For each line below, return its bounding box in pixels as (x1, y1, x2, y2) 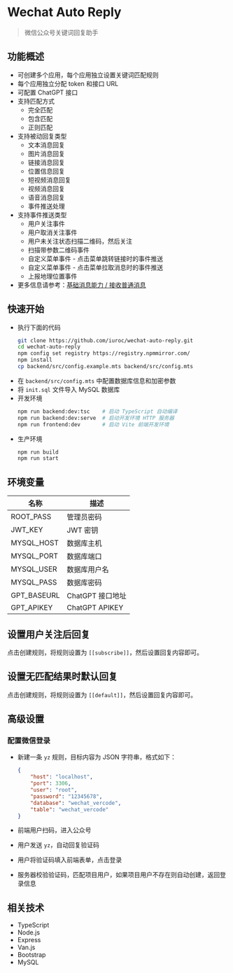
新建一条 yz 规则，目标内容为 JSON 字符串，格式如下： (17, 753, 177, 762)
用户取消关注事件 (27, 228, 78, 237)
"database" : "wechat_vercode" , (30, 799, 122, 806)
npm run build (17, 449, 59, 456)
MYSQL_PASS (10, 577, 57, 587)
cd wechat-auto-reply (17, 344, 80, 351)
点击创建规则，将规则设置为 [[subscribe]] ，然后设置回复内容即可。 (7, 648, 204, 657)
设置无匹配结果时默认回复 (7, 671, 118, 682)
